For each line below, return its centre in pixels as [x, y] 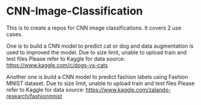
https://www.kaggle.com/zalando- [128, 89]
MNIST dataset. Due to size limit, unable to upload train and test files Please [101, 83]
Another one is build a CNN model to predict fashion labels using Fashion [97, 77]
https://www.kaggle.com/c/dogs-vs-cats [57, 65]
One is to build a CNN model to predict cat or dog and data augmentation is [100, 46]
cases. [14, 34]
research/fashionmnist [34, 96]
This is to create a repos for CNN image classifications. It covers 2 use [94, 28]
